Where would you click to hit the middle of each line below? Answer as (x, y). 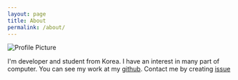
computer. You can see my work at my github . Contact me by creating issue (119, 69)
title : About (27, 21)
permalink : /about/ (36, 27)
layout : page (27, 14)
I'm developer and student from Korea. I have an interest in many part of (114, 61)
